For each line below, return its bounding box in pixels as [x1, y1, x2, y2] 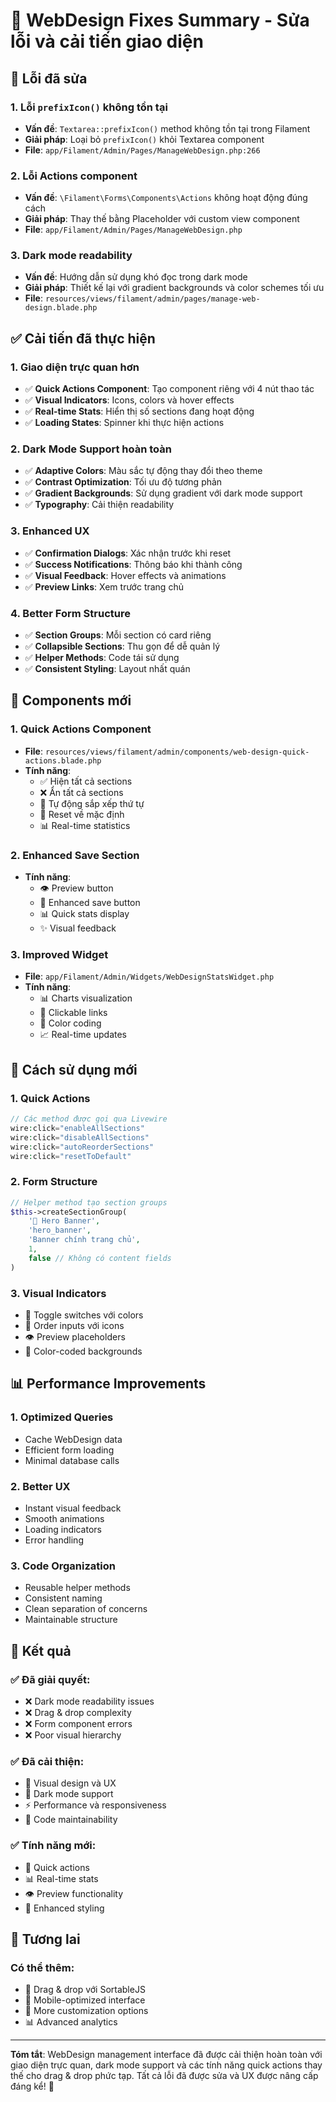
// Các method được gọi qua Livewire [10, 1114, 168, 1124]
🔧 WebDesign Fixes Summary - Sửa [10, 9, 310, 32]
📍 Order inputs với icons [24, 1319, 125, 1331]
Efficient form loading [24, 1444, 115, 1456]
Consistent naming [24, 1592, 103, 1604]
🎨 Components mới [10, 692, 132, 709]
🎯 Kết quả [10, 1642, 72, 1659]
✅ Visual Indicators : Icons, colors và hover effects [24, 394, 235, 406]
